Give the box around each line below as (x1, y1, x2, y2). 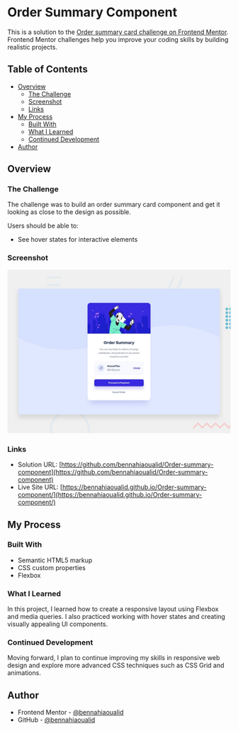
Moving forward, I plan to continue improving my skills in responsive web (7, 654, 220, 662)
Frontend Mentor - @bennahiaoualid (17, 708, 124, 717)
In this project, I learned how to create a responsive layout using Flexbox (7, 605, 219, 613)
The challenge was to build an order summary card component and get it (7, 200, 221, 209)
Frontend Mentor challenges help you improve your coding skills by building (7, 35, 229, 43)
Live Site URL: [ (17, 483, 63, 491)
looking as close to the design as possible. (7, 208, 132, 216)
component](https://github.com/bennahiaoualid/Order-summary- (17, 468, 208, 476)
